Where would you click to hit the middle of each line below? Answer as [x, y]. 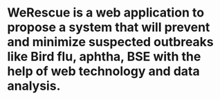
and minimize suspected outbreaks [111, 42]
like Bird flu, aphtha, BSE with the [104, 57]
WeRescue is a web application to [106, 13]
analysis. [34, 86]
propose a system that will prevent [109, 27]
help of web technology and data [103, 71]
